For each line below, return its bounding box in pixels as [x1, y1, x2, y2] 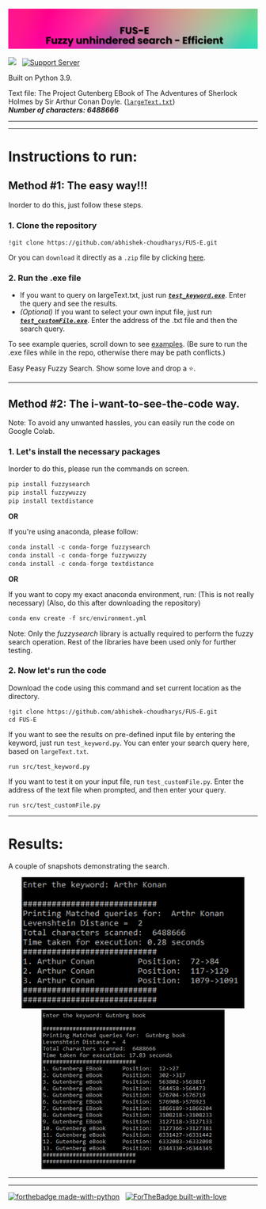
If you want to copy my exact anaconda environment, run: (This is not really [8, 589, 255, 599]
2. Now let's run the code [8, 665, 107, 676]
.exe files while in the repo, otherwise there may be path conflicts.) [8, 348, 226, 357]
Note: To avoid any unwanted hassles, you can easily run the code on [8, 418, 235, 428]
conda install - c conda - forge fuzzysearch [8, 543, 150, 551]
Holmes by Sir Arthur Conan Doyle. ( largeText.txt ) [8, 97, 176, 106]
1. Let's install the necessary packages [8, 447, 161, 458]
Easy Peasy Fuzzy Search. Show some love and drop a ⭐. [8, 363, 196, 373]
